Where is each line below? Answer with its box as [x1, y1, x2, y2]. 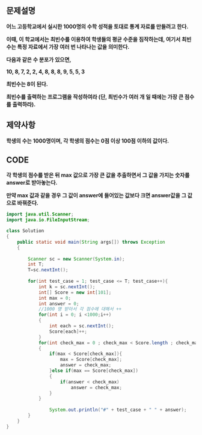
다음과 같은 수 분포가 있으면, [6, 56, 72, 63]
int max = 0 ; [38, 295, 71, 301]
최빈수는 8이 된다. [6, 80, 48, 87]
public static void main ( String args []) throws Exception [17, 239, 165, 245]
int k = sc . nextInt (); [38, 283, 96, 290]
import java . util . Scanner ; [6, 211, 74, 218]
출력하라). [12, 100, 36, 108]
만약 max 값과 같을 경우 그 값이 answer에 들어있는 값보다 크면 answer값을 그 [6, 192, 186, 199]
